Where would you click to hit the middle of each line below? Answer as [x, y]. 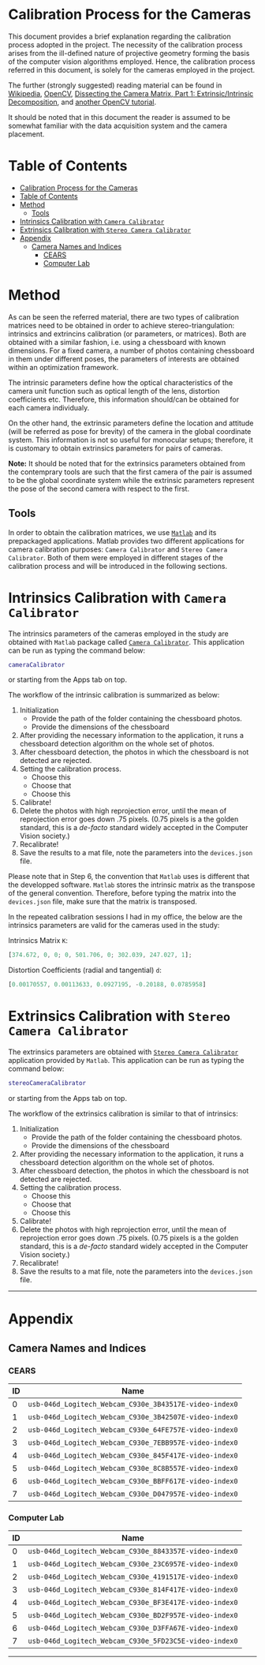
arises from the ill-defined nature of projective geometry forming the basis [129, 53]
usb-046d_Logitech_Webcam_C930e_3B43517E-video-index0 [133, 1404]
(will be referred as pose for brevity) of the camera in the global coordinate [130, 431]
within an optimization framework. [63, 367]
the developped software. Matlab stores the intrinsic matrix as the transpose [132, 885]
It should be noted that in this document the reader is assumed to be [119, 117]
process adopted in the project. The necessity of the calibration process [125, 44]
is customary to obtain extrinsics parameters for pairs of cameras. [116, 448]
